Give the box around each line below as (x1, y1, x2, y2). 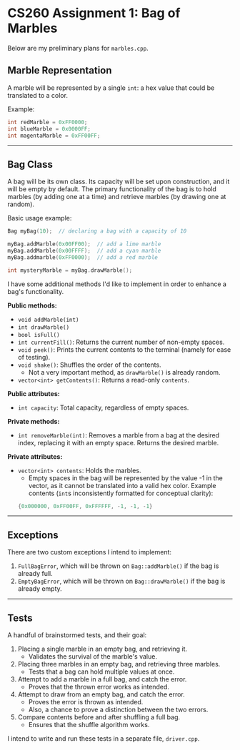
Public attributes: (7, 389, 60, 397)
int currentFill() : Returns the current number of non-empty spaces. (17, 338, 225, 346)
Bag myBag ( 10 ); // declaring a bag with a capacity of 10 (7, 228, 187, 235)
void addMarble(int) (17, 316, 79, 323)
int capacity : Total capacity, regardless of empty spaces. (17, 403, 189, 412)
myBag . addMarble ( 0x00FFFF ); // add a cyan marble (7, 247, 161, 254)
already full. (17, 569, 53, 578)
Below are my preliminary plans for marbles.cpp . (7, 44, 149, 52)
